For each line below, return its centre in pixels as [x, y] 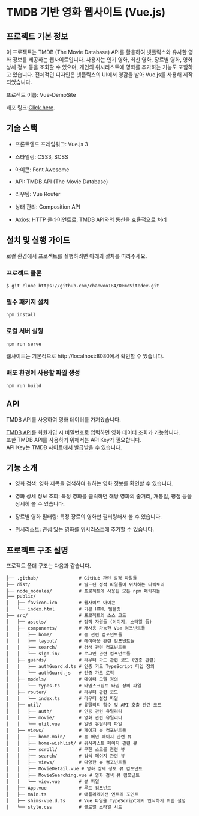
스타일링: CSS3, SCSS [41, 156]
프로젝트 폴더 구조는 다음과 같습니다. [49, 566]
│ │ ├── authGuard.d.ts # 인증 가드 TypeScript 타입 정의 [80, 667]
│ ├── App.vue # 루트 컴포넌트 [59, 788]
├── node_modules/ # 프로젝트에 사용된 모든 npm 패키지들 [83, 591]
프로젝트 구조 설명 [37, 550]
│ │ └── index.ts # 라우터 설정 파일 [62, 699]
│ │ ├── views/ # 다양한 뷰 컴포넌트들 [67, 762]
